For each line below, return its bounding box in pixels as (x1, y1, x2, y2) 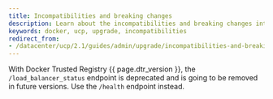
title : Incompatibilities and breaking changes (8, 11, 173, 20)
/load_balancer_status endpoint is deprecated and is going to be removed (8, 73, 258, 83)
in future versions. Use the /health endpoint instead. (8, 82, 185, 92)
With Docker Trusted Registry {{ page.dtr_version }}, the (8, 64, 197, 74)
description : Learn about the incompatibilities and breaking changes (8, 19, 253, 28)
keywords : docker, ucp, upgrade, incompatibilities (8, 27, 187, 35)
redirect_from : (8, 34, 60, 43)
